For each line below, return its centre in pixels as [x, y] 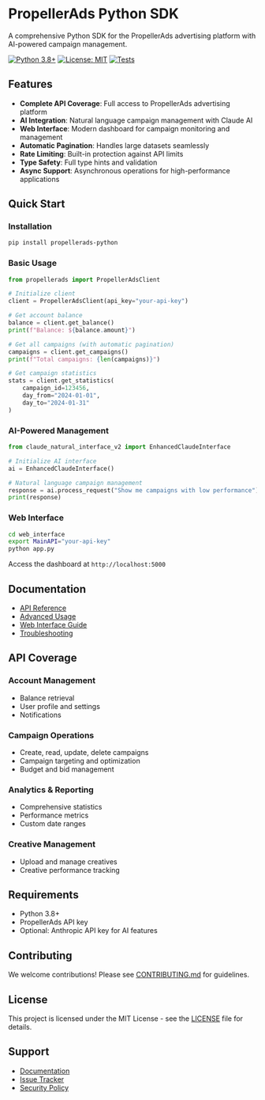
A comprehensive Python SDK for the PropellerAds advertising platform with [132, 36]
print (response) [35, 498]
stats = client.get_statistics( [61, 381]
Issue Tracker [42, 1079]
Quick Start [37, 204]
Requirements [43, 895]
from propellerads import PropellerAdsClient [84, 279]
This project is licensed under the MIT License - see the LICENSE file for [125, 1018]
